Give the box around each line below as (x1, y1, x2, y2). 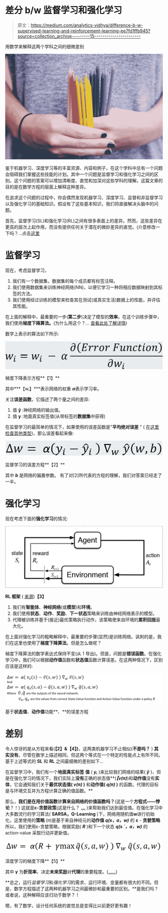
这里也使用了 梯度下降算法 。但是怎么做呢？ (13, 640, 101, 646)
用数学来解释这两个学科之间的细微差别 (5, 43, 84, 49)
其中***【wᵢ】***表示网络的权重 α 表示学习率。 (5, 385, 101, 392)
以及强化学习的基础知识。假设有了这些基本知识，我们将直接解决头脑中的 (5, 200, 154, 206)
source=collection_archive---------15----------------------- (17, 33, 141, 39)
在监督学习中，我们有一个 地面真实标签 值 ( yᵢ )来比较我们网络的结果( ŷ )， (5, 769, 157, 775)
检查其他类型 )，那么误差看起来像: (5, 430, 74, 436)
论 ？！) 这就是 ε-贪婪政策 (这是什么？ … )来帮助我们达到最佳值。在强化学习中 (5, 805, 163, 811)
